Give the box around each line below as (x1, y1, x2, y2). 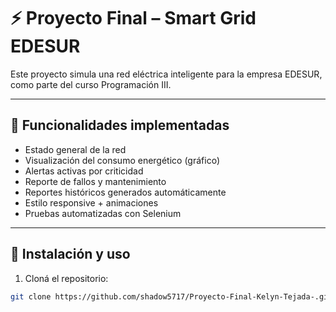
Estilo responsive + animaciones (24, 196, 159, 209)
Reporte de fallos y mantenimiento (24, 175, 167, 187)
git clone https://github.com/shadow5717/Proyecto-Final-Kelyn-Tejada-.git (10, 291, 333, 302)
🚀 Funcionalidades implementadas (10, 117, 230, 134)
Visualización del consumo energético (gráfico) (24, 154, 220, 166)
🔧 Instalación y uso (10, 246, 131, 263)
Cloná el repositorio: (24, 272, 109, 284)
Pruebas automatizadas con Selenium (24, 207, 182, 219)
